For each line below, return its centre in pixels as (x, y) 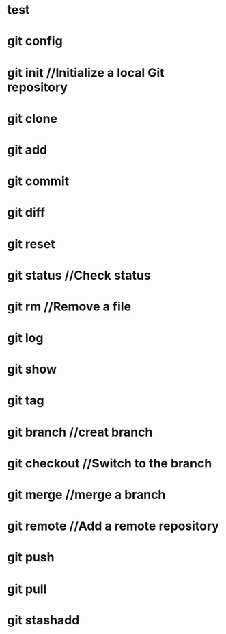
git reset (31, 244)
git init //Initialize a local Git (86, 72)
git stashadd (43, 620)
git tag (26, 401)
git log (25, 338)
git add (27, 150)
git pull (27, 589)
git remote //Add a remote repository (113, 526)
